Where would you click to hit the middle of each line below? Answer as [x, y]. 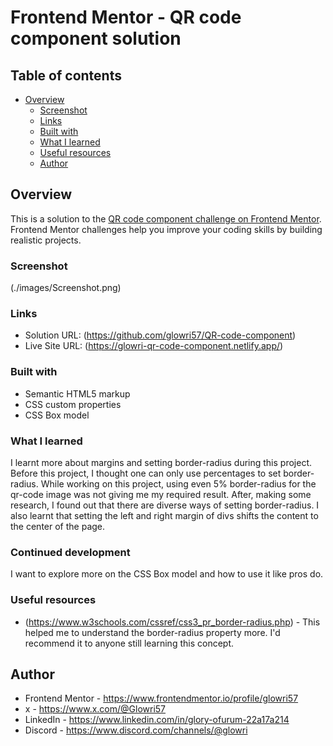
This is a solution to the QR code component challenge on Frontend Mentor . [166, 218]
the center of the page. [58, 526]
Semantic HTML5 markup [77, 393]
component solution [96, 38]
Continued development [70, 552]
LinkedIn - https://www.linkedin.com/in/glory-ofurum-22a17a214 [157, 720]
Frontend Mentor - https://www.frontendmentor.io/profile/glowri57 [161, 698]
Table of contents [66, 75]
